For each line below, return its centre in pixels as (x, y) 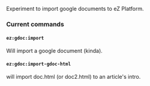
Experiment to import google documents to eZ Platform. (75, 9)
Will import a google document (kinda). (55, 51)
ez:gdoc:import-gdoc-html (38, 64)
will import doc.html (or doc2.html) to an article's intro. (73, 77)
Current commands (35, 24)
